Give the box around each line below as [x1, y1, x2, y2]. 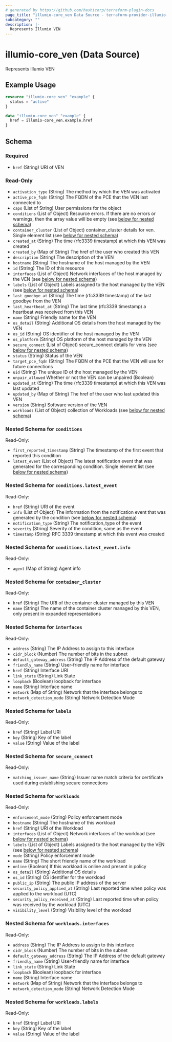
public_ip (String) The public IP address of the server [12, 880, 126, 886]
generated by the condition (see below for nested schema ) [12, 514, 137, 520]
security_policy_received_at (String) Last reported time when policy [12, 896, 159, 903]
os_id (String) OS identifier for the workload [12, 874, 105, 881]
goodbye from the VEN [12, 298, 61, 304]
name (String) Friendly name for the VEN [12, 314, 96, 320]
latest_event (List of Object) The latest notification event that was [12, 458, 153, 464]
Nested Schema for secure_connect [5, 752, 93, 760]
